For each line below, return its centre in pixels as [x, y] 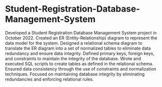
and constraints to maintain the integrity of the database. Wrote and [73, 58]
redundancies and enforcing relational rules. [50, 79]
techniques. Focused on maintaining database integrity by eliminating [75, 74]
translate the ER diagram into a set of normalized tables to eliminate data [78, 48]
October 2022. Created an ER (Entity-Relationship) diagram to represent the [81, 38]
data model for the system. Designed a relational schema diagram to [74, 43]
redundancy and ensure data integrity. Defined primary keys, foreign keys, [80, 53]
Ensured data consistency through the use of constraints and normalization [81, 69]
